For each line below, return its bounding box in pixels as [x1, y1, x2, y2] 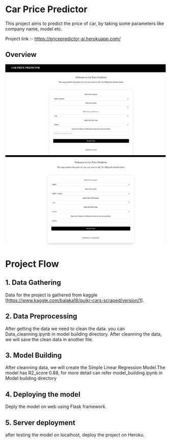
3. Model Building [5, 351, 62, 360]
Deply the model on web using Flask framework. [5, 403, 107, 410]
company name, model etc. [5, 25, 63, 32]
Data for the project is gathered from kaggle [5, 291, 98, 298]
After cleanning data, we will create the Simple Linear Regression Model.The [5, 365, 165, 371]
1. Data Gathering [5, 278, 61, 287]
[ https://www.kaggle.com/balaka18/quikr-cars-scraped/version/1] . [5, 297, 144, 303]
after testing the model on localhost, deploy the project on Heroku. [5, 432, 145, 438]
